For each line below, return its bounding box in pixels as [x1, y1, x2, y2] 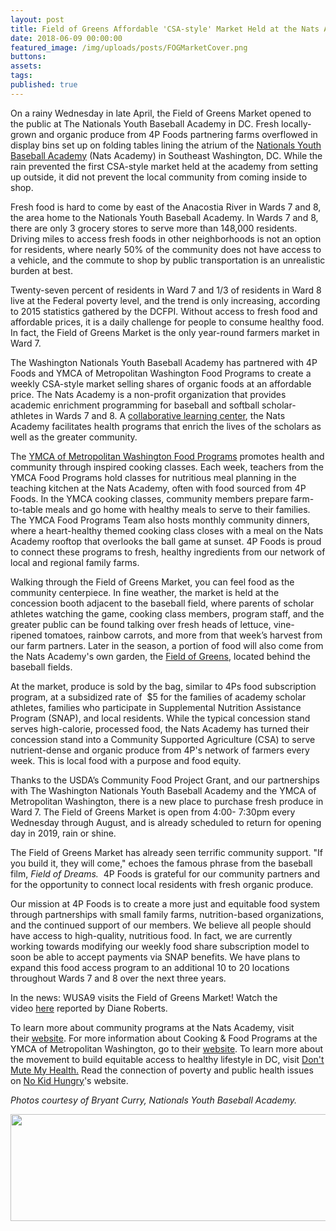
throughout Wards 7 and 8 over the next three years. [10, 972, 227, 984]
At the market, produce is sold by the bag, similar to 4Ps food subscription [10, 680, 317, 692]
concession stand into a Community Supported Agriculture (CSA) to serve [10, 733, 316, 745]
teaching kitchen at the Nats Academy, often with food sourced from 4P [10, 482, 307, 494]
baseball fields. [10, 661, 73, 673]
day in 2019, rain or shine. [10, 827, 117, 839]
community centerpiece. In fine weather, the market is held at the [10, 586, 280, 598]
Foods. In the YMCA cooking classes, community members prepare [10, 492, 289, 505]
